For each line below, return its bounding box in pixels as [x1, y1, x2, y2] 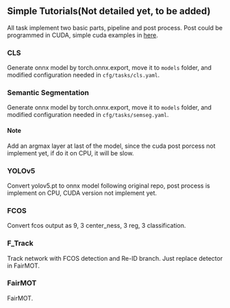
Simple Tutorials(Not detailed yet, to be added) [7, 5, 211, 17]
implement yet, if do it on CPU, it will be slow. [7, 149, 134, 157]
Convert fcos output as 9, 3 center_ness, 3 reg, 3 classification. [7, 222, 186, 230]
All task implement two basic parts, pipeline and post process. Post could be [7, 23, 223, 31]
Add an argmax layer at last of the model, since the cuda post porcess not [7, 142, 216, 150]
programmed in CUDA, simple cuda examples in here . [7, 31, 159, 39]
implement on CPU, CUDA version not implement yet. [7, 188, 157, 197]
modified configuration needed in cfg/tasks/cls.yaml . [7, 71, 160, 79]
